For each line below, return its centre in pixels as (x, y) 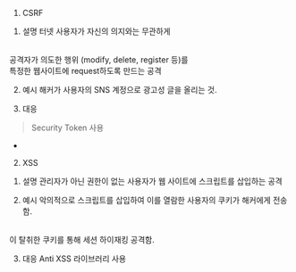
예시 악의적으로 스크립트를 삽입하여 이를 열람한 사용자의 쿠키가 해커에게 (146, 200)
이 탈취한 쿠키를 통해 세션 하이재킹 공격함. (82, 239)
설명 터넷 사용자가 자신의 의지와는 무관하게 (97, 31)
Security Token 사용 (68, 128)
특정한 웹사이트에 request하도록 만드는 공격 (86, 71)
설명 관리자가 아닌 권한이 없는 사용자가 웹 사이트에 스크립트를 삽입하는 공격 (152, 181)
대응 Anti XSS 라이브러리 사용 (74, 259)
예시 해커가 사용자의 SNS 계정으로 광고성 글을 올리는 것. (119, 90)
